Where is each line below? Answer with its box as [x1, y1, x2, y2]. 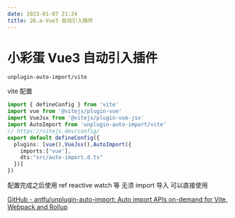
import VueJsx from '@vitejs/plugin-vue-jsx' [7, 114, 144, 121]
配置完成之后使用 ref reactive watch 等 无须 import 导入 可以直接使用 [7, 181, 208, 190]
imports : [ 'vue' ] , [20, 147, 72, 155]
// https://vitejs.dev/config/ [7, 127, 100, 135]
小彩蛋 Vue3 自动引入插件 [7, 50, 158, 66]
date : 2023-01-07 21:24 [7, 10, 78, 18]
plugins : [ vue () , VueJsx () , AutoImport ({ [13, 141, 132, 148]
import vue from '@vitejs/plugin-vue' [7, 108, 122, 115]
